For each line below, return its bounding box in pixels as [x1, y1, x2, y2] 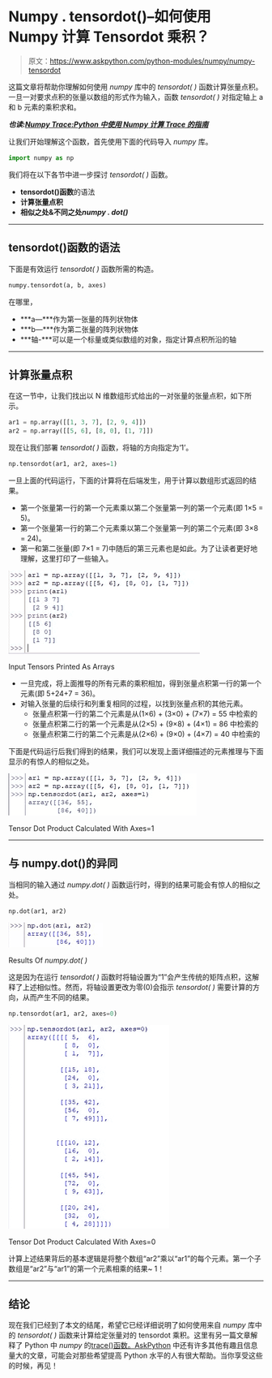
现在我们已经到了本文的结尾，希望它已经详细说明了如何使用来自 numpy [8, 1320, 246, 1330]
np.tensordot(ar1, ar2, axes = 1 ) [8, 460, 117, 468]
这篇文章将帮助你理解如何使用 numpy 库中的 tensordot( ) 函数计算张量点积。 [8, 82, 263, 92]
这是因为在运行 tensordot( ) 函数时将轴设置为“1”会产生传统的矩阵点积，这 [8, 971, 253, 982]
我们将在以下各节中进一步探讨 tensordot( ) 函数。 [8, 170, 172, 179]
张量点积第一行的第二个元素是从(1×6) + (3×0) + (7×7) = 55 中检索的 [32, 708, 257, 718]
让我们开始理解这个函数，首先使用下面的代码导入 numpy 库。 [8, 136, 213, 146]
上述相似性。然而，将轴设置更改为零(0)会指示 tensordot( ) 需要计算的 [22, 982, 253, 992]
